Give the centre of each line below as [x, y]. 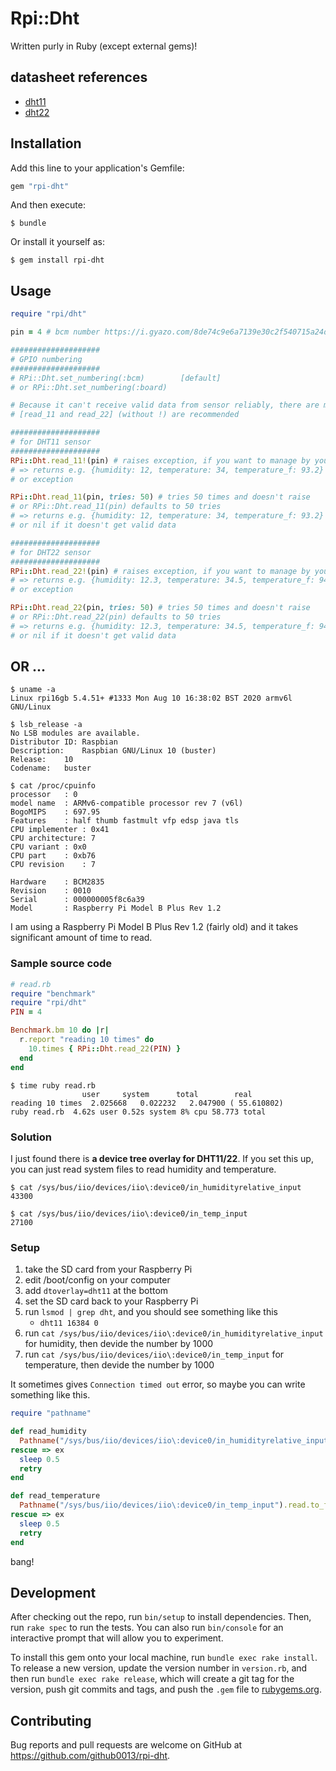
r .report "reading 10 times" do [87, 1040]
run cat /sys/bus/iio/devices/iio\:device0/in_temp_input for [154, 1354]
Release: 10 [42, 760]
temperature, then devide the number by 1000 [119, 1365]
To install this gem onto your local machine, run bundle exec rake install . [164, 1658]
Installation [46, 143]
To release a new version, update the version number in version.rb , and [159, 1668]
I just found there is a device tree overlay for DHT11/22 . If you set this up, [162, 1158]
